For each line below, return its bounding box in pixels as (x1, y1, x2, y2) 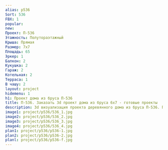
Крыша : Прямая (5, 40, 35, 45)
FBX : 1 (5, 16, 19, 21)
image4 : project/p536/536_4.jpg (5, 123, 72, 128)
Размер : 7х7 (5, 44, 30, 49)
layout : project (5, 86, 39, 91)
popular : (5, 21, 23, 26)
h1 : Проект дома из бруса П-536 (5, 95, 72, 100)
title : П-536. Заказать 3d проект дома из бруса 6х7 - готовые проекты (5, 100, 157, 105)
